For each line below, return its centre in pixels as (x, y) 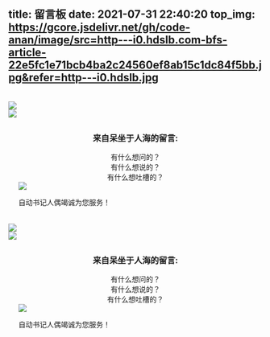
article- (27, 53)
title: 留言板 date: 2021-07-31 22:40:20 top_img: (132, 14)
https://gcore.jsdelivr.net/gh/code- (100, 28)
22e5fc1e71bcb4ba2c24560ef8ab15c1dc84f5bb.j (135, 66)
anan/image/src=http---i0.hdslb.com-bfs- (118, 40)
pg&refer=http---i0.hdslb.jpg (83, 78)
